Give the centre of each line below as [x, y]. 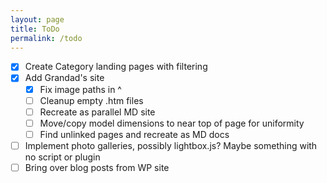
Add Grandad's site [64, 78]
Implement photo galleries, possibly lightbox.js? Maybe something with [171, 145]
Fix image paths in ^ [80, 89]
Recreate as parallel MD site [97, 112]
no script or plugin [62, 157]
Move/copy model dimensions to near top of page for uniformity [172, 123]
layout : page [37, 19]
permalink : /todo [46, 38]
